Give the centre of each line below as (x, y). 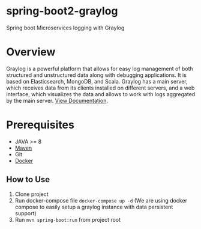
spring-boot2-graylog (62, 11)
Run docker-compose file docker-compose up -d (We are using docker (101, 200)
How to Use (28, 179)
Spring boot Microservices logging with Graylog (65, 28)
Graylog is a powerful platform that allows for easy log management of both (100, 69)
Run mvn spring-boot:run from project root (68, 219)
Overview (31, 52)
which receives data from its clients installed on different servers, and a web (100, 88)
